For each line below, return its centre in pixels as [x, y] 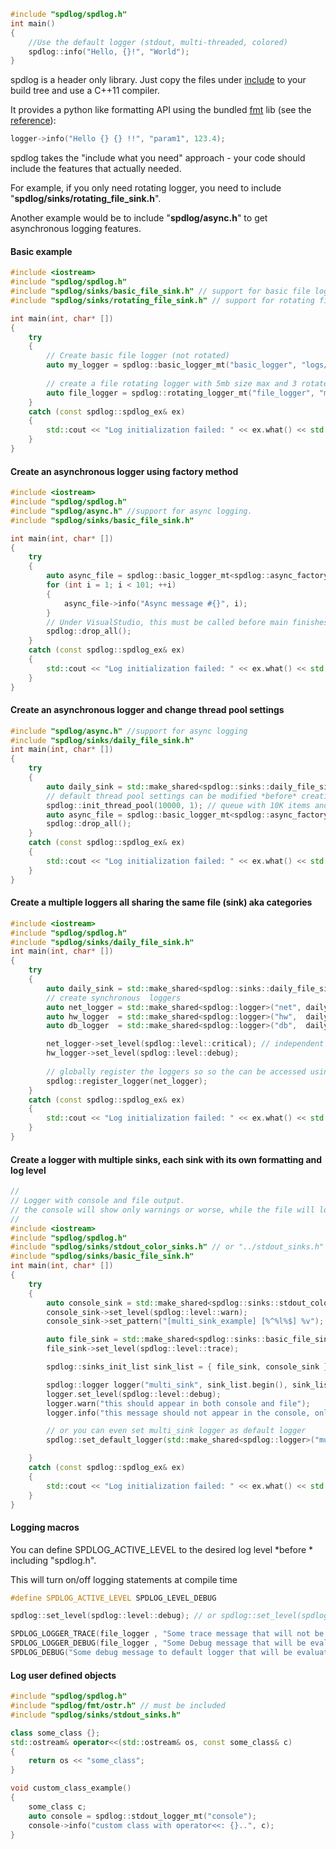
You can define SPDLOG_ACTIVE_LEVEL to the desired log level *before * [162, 1549]
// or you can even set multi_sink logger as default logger [176, 1431]
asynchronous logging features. [76, 229]
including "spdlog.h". [53, 1560]
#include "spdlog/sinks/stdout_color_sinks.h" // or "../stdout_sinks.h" [167, 1247]
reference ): [33, 121]
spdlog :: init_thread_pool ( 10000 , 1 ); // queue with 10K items [178, 805]
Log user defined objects [63, 1675]
